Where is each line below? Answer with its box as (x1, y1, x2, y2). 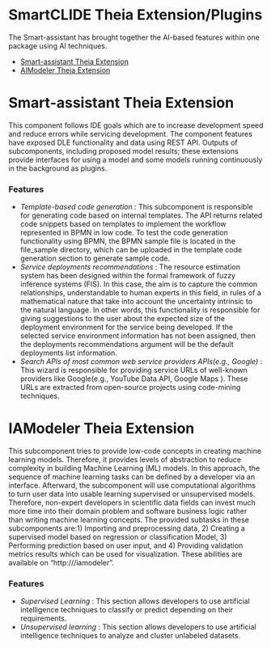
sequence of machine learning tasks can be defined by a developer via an (8, 472, 256, 482)
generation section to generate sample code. (19, 253, 171, 264)
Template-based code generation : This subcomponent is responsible (19, 202, 253, 212)
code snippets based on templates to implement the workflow (19, 219, 227, 229)
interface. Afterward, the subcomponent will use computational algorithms (8, 481, 256, 490)
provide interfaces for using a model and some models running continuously (8, 155, 263, 164)
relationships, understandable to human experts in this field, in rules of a (19, 288, 261, 298)
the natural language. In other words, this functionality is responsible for (19, 305, 260, 315)
